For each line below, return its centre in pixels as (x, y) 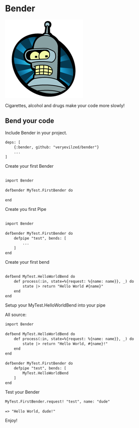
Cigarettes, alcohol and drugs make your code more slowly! (65, 105)
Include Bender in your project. (36, 133)
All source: (16, 315)
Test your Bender (22, 392)
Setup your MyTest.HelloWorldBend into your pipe (55, 305)
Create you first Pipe (26, 209)
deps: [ (13, 142)
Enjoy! (11, 420)
